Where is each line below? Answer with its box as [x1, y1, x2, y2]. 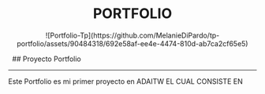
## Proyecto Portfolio [11, 54, 81, 63]
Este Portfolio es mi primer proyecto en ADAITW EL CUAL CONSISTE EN [8, 76, 243, 86]
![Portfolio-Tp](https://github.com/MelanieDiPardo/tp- [45, 31, 220, 40]
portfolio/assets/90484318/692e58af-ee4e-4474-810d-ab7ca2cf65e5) [17, 38, 248, 48]
